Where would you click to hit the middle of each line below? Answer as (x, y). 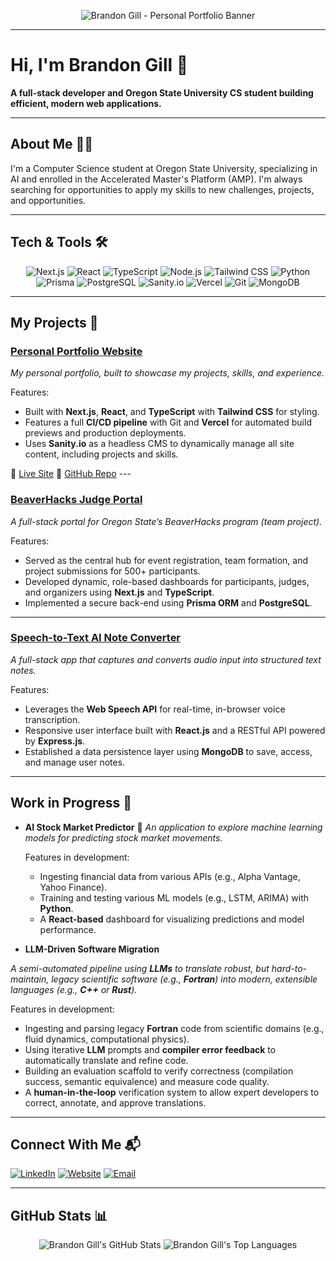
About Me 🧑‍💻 (52, 144)
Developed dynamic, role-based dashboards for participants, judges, (167, 581)
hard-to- (289, 968)
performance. (68, 929)
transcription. (52, 719)
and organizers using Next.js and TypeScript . (119, 592)
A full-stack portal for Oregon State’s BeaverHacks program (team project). (166, 521)
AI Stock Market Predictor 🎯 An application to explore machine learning (173, 827)
